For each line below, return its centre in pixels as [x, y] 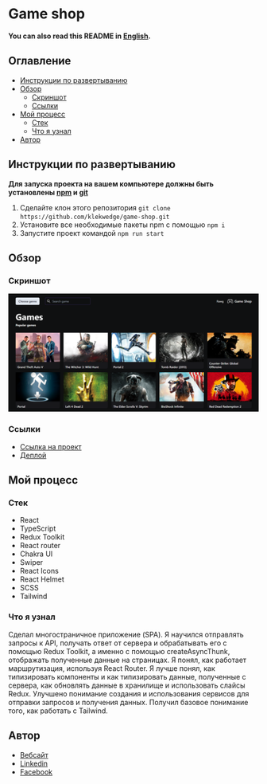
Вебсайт [34, 755]
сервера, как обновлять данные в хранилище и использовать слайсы [127, 685]
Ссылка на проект [50, 446]
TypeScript [38, 529]
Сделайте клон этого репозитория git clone [95, 207]
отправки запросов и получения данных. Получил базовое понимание [128, 702]
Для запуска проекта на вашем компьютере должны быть [111, 183]
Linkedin [34, 763]
